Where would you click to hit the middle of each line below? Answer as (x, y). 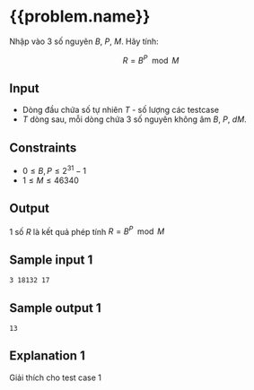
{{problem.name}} (80, 17)
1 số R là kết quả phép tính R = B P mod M (87, 230)
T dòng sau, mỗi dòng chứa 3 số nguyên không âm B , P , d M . (134, 119)
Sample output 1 (55, 308)
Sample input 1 (51, 260)
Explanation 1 (47, 356)
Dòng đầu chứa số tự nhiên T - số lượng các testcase (121, 110)
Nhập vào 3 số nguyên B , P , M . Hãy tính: (84, 41)
